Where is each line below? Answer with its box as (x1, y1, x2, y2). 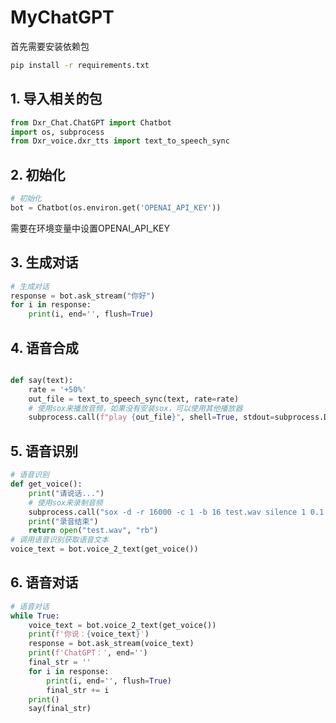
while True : (10, 611, 60, 621)
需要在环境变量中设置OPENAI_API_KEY (10, 222, 170, 234)
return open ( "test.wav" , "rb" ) (28, 526, 159, 536)
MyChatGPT (10, 6, 115, 29)
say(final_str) (28, 704, 92, 714)
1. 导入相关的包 (10, 91, 103, 108)
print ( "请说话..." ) (28, 488, 105, 498)
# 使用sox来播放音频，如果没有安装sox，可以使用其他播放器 (28, 403, 243, 413)
